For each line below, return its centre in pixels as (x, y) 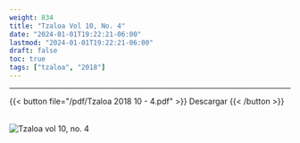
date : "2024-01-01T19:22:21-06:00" (75, 34)
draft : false (33, 51)
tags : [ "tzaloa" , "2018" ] (57, 68)
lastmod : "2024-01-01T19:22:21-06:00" (81, 42)
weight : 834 (31, 17)
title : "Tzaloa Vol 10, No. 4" (67, 26)
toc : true (28, 59)
